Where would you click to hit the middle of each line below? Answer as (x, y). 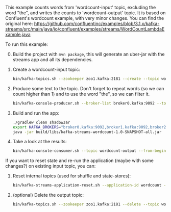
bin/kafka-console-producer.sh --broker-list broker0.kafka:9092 (83, 103)
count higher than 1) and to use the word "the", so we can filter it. (81, 94)
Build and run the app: (36, 113)
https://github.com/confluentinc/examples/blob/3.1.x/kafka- (97, 23)
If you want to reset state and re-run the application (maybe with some (80, 161)
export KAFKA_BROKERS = (37, 127)
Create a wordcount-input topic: (46, 69)
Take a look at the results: (40, 142)
